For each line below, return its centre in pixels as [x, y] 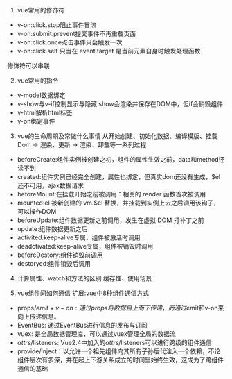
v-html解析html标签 [45, 112]
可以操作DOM [37, 211]
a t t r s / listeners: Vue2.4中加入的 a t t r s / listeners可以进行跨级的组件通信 [115, 343]
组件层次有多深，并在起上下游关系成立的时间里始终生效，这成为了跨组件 [120, 360]
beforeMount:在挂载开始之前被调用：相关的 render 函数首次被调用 [111, 194]
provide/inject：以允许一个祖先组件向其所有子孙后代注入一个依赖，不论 [119, 351]
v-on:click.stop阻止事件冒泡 [57, 25]
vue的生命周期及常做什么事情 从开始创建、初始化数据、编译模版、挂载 [117, 136]
